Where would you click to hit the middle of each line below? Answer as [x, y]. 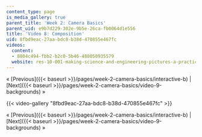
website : [23, 62]
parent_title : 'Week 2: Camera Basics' [56, 23]
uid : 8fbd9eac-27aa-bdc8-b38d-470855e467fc [62, 39]
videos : [16, 45]
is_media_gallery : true [36, 17]
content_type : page [31, 12]
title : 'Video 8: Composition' [45, 34]
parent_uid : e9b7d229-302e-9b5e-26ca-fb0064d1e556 [71, 28]
